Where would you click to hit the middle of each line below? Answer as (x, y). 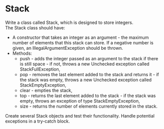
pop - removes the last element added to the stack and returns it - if (89, 74)
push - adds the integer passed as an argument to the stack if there (89, 58)
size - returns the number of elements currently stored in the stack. (89, 106)
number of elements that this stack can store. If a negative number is (83, 42)
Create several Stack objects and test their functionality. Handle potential (80, 116)
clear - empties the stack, (46, 90)
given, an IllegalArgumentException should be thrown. (68, 48)
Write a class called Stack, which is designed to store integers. (69, 22)
